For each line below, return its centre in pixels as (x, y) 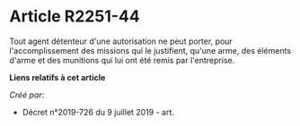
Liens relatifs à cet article (57, 77)
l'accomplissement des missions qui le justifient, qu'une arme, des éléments (150, 50)
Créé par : (27, 95)
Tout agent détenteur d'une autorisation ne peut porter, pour (121, 41)
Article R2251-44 (75, 17)
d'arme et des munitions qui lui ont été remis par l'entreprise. (122, 60)
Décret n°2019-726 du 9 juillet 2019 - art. (98, 112)
